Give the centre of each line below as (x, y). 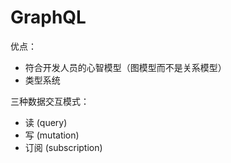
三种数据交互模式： (50, 101)
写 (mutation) (52, 135)
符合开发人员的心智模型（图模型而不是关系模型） (125, 67)
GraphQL (48, 17)
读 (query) (46, 122)
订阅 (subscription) (63, 147)
